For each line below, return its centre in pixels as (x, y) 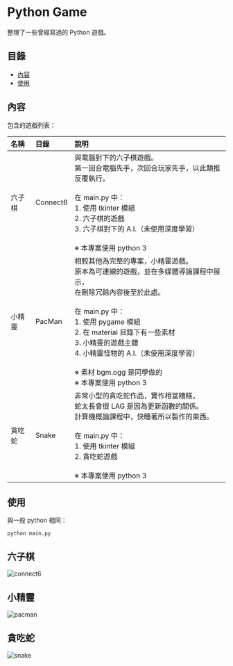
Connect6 (52, 202)
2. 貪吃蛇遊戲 (96, 456)
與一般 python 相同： (37, 520)
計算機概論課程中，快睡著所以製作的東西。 (144, 416)
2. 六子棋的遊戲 (100, 218)
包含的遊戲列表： (32, 125)
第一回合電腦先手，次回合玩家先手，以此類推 (147, 168)
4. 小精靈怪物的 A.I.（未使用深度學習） (137, 353)
